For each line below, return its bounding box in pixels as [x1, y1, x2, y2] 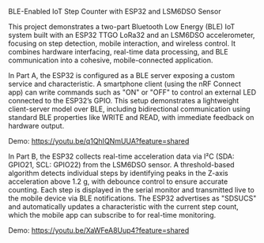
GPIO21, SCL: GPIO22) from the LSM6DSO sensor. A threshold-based [8, 160, 235, 169]
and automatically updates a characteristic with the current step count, [8, 202, 239, 211]
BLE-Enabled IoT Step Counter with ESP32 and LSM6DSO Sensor [8, 7, 221, 16]
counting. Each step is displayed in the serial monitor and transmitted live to [8, 185, 255, 194]
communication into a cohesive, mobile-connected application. [8, 55, 213, 65]
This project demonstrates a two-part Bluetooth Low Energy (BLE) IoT [8, 22, 236, 31]
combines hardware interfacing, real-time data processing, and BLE [8, 47, 228, 56]
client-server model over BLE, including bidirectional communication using [8, 104, 251, 114]
